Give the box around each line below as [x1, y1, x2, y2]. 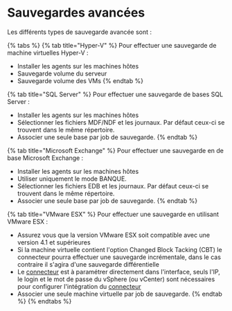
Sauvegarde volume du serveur [17, 69, 107, 78]
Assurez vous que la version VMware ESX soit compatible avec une [17, 231, 210, 239]
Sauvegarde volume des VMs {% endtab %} [17, 76, 144, 85]
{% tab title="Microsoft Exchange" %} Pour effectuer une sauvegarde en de [7, 146, 224, 154]
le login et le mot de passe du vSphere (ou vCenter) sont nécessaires [17, 275, 215, 283]
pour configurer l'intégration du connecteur [17, 282, 141, 290]
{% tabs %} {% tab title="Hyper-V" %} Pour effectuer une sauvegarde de [7, 41, 217, 49]
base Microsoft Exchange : [7, 154, 84, 162]
